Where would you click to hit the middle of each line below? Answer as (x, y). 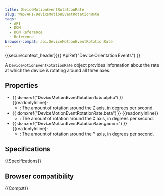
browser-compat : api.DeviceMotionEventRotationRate (59, 42)
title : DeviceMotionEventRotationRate (45, 10)
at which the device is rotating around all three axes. (58, 70)
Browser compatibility (40, 176)
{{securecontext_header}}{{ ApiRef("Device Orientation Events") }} (73, 55)
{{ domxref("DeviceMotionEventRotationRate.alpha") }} (68, 97)
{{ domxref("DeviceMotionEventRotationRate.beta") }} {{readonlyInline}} (85, 113)
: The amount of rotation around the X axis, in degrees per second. (87, 118)
